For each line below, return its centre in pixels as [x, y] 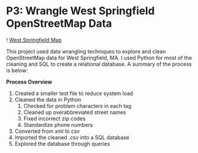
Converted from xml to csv [47, 131]
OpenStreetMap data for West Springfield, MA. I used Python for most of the [99, 58]
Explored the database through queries [62, 144]
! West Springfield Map [34, 40]
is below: [17, 70]
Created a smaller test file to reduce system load [74, 93]
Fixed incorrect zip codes [54, 118]
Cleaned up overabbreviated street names [75, 112]
